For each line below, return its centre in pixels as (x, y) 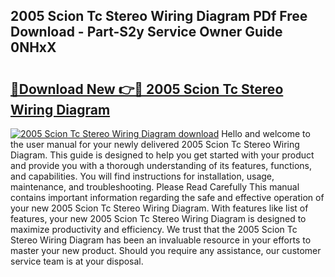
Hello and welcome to (266, 133)
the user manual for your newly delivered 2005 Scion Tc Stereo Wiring (155, 144)
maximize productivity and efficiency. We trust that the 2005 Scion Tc (154, 229)
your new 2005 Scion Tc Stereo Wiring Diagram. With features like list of (159, 208)
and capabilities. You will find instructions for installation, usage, (142, 176)
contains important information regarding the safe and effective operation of (167, 197)
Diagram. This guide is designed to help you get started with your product (162, 155)
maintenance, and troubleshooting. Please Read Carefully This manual (155, 187)
